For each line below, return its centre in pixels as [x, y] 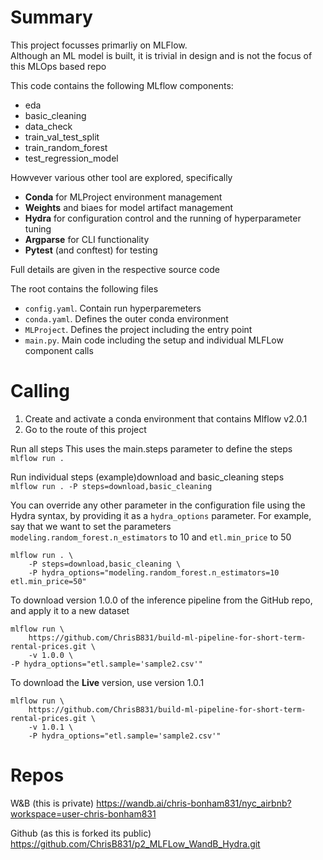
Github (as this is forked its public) [81, 833]
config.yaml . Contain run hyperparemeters [113, 308]
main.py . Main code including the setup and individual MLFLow [154, 340]
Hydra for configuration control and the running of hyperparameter [163, 218]
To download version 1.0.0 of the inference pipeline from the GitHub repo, [161, 600]
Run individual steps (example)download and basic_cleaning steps [147, 477]
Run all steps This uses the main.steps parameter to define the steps [151, 448]
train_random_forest [66, 147]
